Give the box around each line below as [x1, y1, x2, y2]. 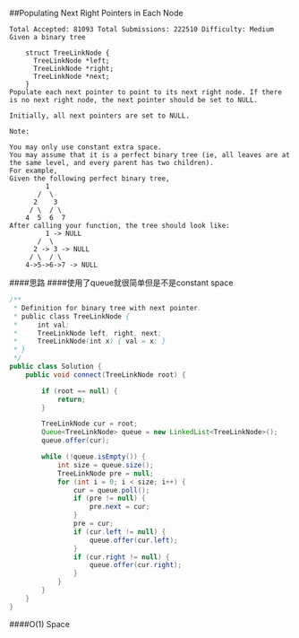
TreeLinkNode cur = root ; [41, 419, 139, 429]
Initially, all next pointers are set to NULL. [9, 111, 191, 120]
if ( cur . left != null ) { [73, 527, 167, 537]
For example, [9, 166, 58, 175]
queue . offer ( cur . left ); [89, 536, 178, 545]
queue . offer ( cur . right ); [89, 561, 182, 570]
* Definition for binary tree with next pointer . [13, 303, 202, 312]
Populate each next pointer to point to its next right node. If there [9, 88, 282, 97]
